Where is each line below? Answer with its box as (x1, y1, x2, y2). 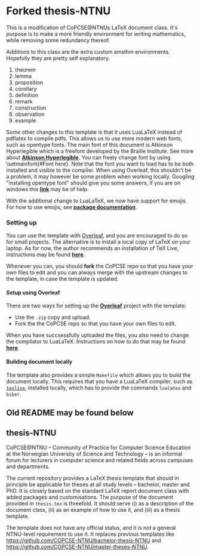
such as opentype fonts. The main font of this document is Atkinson (6, 141, 173, 148)
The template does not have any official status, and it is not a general (6, 524, 176, 531)
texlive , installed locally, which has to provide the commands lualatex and (6, 384, 192, 391)
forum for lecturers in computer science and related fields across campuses (6, 456, 193, 463)
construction (14, 104, 47, 111)
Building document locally (6, 358, 73, 365)
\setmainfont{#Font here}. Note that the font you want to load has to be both (6, 160, 194, 167)
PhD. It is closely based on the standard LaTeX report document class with (6, 487, 189, 494)
